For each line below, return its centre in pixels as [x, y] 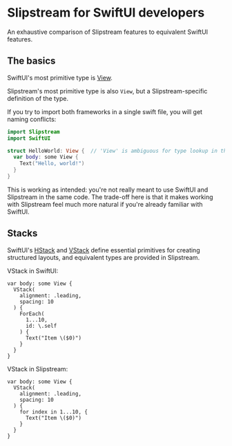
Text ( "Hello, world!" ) [52, 164]
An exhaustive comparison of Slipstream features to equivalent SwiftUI [108, 32]
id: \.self [41, 326]
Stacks [22, 233]
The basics [31, 61]
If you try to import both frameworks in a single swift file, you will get [105, 111]
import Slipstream [33, 132]
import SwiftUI [29, 138]
